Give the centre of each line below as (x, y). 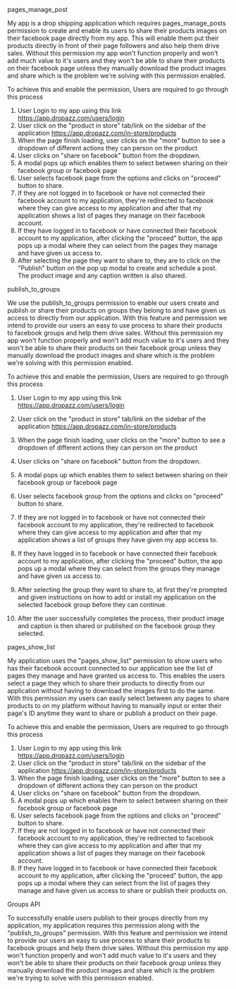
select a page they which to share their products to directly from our (106, 683)
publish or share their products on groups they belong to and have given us (117, 310)
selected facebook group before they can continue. (92, 605)
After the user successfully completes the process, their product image (121, 618)
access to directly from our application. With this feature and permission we (117, 318)
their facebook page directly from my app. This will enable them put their (113, 38)
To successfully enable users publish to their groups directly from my (108, 918)
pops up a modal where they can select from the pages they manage (118, 245)
